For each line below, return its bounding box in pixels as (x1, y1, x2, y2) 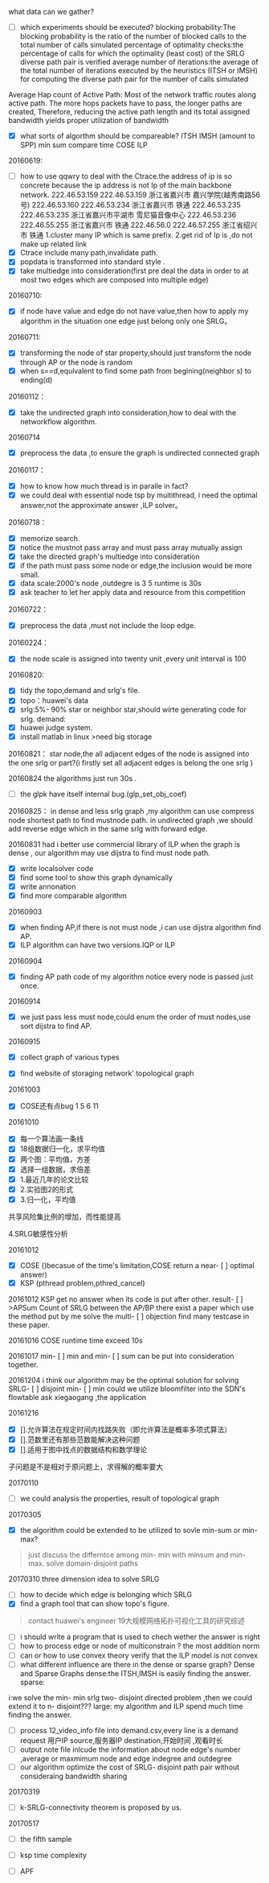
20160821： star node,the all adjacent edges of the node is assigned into (8, 749, 250, 758)
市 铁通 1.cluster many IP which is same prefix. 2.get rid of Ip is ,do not (19, 230, 253, 240)
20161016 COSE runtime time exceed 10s (8, 1336, 143, 1345)
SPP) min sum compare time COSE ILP (19, 140, 149, 150)
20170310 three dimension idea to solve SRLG (8, 1574, 160, 1584)
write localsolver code (19, 863, 94, 873)
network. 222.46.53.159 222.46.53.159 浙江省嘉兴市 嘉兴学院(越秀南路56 (19, 190, 261, 200)
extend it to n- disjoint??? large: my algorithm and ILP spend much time (8, 1701, 243, 1711)
